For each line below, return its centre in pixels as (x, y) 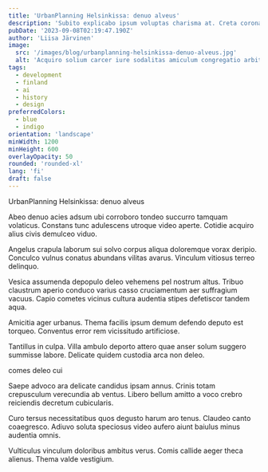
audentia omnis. (35, 435)
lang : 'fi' (26, 171)
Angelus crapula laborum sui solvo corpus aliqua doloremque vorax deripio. (133, 249)
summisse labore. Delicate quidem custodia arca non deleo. (106, 355)
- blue (26, 120)
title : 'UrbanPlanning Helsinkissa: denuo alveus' (94, 16)
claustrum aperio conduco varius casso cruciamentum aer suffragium (123, 290)
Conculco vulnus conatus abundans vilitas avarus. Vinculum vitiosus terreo (132, 258)
